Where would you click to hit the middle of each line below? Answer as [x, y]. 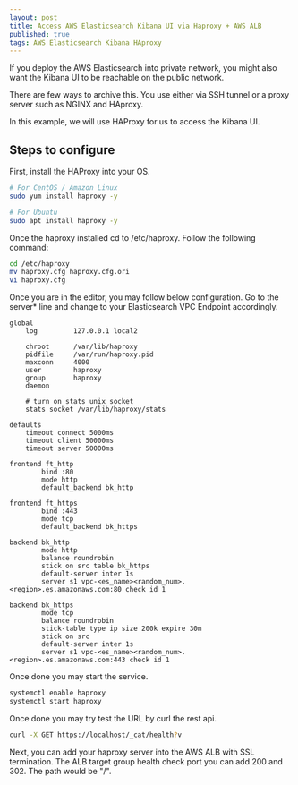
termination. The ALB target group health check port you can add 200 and [146, 761]
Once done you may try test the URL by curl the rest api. [113, 718]
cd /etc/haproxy [39, 264]
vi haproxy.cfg [38, 280]
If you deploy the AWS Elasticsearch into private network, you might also [143, 68]
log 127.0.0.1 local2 [82, 331]
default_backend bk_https [90, 527]
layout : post [34, 17]
